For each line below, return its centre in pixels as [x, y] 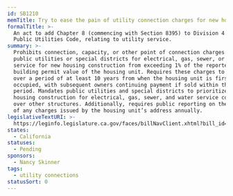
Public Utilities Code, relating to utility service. [93, 40]
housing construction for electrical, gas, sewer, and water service [116, 98]
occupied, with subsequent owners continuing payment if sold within [116, 85]
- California [32, 136]
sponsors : [21, 156]
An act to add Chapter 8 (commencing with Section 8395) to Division [116, 33]
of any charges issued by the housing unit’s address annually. [108, 111]
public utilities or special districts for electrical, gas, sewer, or [119, 59]
